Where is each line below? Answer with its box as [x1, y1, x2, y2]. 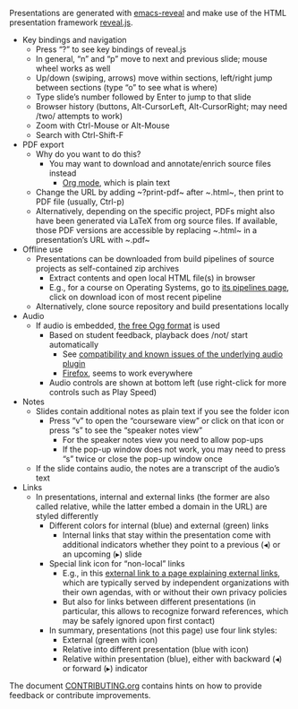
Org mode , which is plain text [62, 177, 171, 187]
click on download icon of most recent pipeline [48, 291, 222, 302]
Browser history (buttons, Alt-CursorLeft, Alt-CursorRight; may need [35, 101, 288, 111]
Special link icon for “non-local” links [48, 558, 185, 568]
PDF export [21, 139, 64, 150]
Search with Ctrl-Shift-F [35, 130, 124, 140]
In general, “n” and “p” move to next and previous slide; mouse [35, 54, 268, 64]
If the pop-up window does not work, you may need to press [62, 444, 286, 454]
